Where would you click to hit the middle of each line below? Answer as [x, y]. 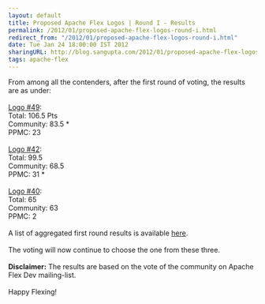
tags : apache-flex [38, 60]
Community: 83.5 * [39, 124]
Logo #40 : [25, 191]
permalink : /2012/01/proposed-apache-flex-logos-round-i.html [112, 30]
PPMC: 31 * [27, 174]
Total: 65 [22, 199]
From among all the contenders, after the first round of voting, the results [127, 82]
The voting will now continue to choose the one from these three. [114, 250]
